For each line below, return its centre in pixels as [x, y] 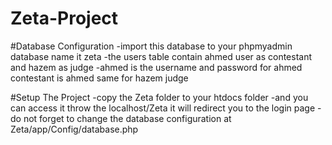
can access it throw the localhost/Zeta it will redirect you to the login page [163, 108]
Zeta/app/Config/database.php [74, 129]
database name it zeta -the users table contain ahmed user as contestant [161, 56]
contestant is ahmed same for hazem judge [99, 78]
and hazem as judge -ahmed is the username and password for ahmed [156, 67]
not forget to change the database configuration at [127, 118]
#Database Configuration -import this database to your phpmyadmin [151, 46]
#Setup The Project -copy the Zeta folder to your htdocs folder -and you [159, 97]
